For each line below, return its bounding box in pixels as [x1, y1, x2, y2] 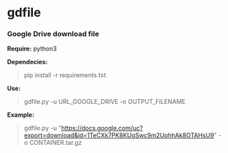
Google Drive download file [7, 29, 99, 39]
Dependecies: [7, 58, 48, 66]
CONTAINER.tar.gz [29, 139, 82, 147]
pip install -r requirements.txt [23, 71, 106, 79]
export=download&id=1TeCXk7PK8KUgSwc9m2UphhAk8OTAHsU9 [23, 131, 214, 139]
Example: [7, 111, 35, 119]
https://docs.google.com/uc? [61, 124, 143, 133]
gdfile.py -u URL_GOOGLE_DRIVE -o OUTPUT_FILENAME [23, 98, 186, 106]
